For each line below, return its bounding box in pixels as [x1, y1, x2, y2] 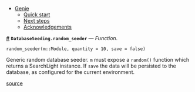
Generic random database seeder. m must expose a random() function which [6, 56, 190, 63]
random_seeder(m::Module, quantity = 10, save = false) [6, 46, 146, 52]
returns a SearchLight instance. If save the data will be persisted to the [6, 62, 176, 69]
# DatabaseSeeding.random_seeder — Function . [6, 35, 118, 41]
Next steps [23, 17, 50, 24]
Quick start [23, 11, 51, 18]
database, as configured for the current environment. [6, 69, 135, 75]
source [6, 80, 23, 87]
